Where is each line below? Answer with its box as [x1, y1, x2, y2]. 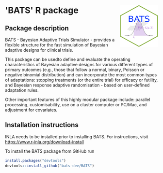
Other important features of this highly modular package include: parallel [5, 97, 150, 102]
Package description [5, 24, 69, 32]
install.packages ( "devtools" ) [5, 158, 66, 163]
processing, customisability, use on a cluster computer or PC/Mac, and [5, 102, 147, 107]
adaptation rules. [5, 87, 39, 93]
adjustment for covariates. [5, 107, 58, 113]
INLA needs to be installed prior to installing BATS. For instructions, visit [5, 133, 148, 140]
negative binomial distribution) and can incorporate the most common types [5, 72, 157, 77]
